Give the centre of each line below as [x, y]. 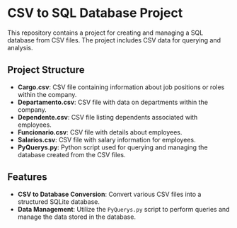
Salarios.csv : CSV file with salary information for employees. [106, 139]
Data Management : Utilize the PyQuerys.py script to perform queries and [123, 209]
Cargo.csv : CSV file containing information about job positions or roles [121, 87]
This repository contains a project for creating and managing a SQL [105, 33]
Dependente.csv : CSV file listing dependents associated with [108, 117]
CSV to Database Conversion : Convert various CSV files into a [109, 194]
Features [27, 177]
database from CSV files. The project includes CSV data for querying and [114, 40]
